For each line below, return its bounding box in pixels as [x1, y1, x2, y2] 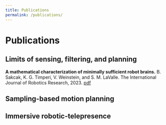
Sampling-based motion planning [5, 94, 114, 103]
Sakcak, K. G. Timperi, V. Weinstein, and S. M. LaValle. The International [5, 74, 157, 80]
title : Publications [5, 7, 50, 13]
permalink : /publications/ [5, 12, 63, 17]
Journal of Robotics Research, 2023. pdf [5, 79, 91, 85]
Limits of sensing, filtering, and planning [5, 55, 137, 64]
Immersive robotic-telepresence [5, 112, 111, 121]
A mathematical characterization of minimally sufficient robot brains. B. [5, 68, 161, 75]
